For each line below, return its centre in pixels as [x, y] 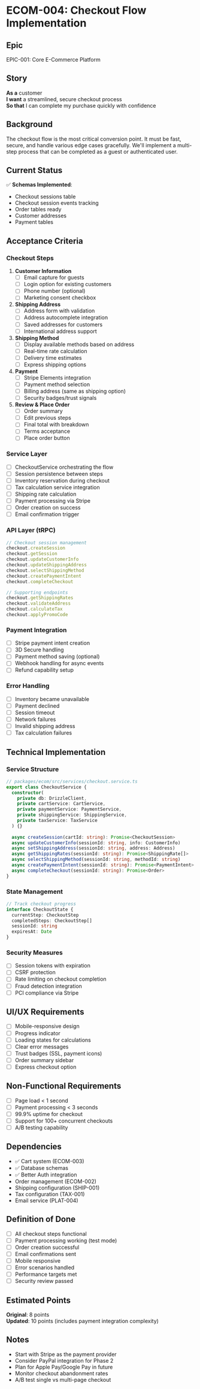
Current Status [34, 170]
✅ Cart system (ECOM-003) [50, 1161]
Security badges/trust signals [60, 398]
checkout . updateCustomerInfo [43, 559]
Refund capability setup [44, 670]
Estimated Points [38, 1300]
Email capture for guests [54, 278]
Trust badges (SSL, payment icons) [58, 1053]
